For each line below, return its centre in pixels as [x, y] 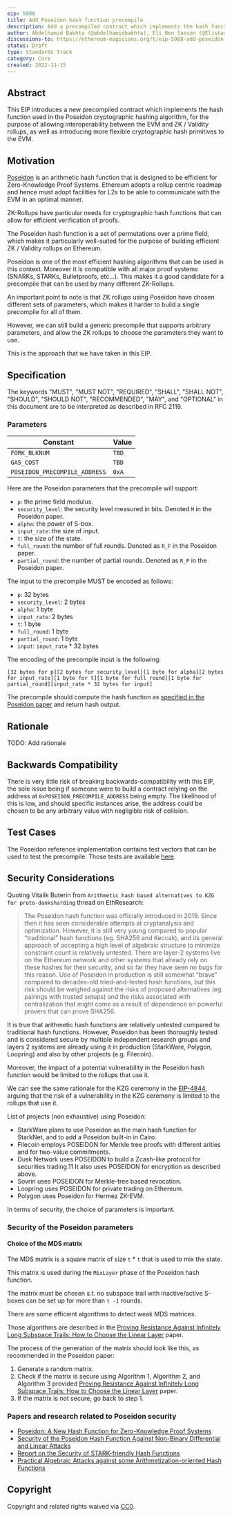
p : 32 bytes [33, 595]
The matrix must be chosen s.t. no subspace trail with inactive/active [105, 1293]
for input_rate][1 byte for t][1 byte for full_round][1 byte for [105, 679]
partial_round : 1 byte [47, 639]
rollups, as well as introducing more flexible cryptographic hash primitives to [116, 131]
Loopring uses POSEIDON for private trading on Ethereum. [100, 1188]
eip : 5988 [21, 13]
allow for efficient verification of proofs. [64, 220]
